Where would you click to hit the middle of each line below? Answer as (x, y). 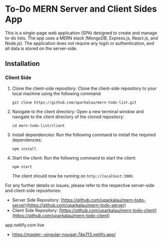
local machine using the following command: (57, 93)
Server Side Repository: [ (37, 200)
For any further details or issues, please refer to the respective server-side (80, 185)
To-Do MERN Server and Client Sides (81, 9)
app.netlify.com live (25, 225)
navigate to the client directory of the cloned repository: (68, 117)
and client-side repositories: (33, 190)
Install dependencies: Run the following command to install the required (84, 135)
